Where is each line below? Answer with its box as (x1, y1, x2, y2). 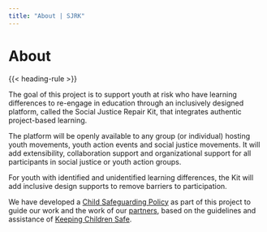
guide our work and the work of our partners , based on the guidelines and (8, 205, 256, 215)
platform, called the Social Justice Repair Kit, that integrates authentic (8, 106, 242, 116)
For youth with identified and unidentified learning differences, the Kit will (8, 172, 254, 183)
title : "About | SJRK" (8, 11, 85, 20)
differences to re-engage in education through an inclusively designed (8, 98, 244, 108)
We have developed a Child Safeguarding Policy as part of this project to (8, 196, 252, 207)
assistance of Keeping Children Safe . (8, 214, 132, 224)
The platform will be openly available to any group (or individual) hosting (8, 131, 251, 140)
